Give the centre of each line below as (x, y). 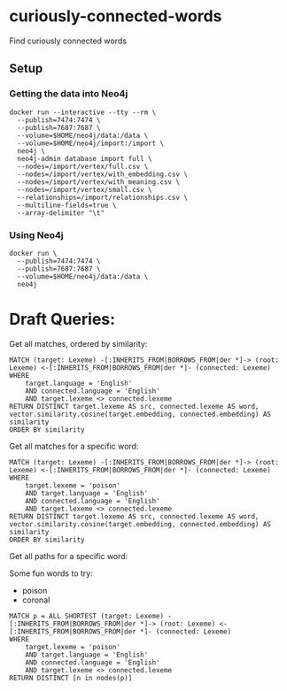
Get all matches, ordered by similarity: (78, 343)
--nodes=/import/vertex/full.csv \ (83, 166)
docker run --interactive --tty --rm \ (83, 112)
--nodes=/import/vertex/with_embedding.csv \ (103, 174)
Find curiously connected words (68, 41)
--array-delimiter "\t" (61, 213)
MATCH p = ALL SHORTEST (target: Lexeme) (87, 616)
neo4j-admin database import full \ (85, 158)
